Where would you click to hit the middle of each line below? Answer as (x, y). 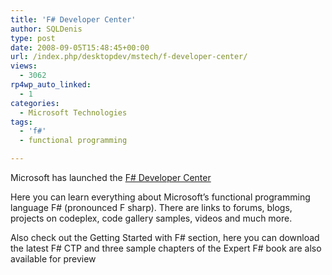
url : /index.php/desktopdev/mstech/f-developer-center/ (129, 57)
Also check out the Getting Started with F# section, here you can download (165, 237)
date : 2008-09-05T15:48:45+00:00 (80, 47)
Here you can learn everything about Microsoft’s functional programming (160, 197)
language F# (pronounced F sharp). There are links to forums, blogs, (151, 207)
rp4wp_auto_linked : (51, 85)
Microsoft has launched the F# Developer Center (111, 177)
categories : (35, 103)
